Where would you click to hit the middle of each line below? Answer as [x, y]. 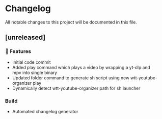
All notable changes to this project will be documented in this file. [71, 22]
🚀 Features [18, 51]
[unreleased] [25, 37]
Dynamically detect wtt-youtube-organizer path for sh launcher [76, 88]
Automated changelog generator [45, 111]
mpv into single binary [35, 72]
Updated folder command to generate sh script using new [71, 78]
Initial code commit [31, 62]
